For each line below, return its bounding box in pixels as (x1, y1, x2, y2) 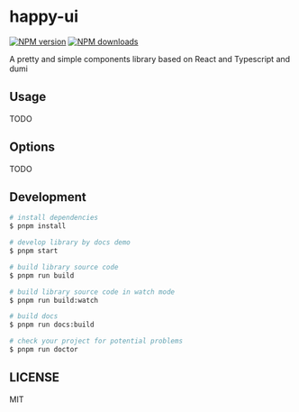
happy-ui (9, 6, 79, 27)
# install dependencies (9, 214, 99, 223)
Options (9, 140, 56, 155)
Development (9, 189, 87, 205)
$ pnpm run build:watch (9, 296, 99, 305)
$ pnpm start (9, 246, 59, 255)
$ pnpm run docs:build (9, 320, 95, 330)
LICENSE (9, 370, 60, 385)
